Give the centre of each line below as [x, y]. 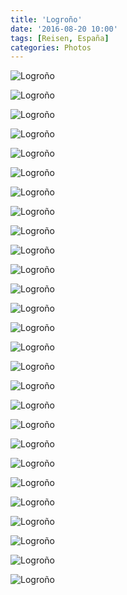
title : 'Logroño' [46, 19]
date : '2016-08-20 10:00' [64, 29]
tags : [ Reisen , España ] [60, 38]
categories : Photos [51, 47]
